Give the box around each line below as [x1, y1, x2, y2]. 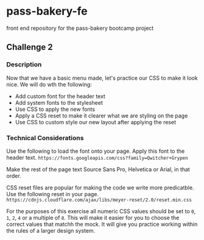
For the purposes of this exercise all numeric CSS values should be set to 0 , [6, 207, 196, 214]
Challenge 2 [6, 42, 53, 52]
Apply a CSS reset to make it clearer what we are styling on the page [15, 111, 188, 119]
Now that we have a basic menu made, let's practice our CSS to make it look [6, 74, 198, 82]
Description [6, 60, 42, 69]
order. [6, 172, 21, 179]
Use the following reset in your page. [6, 190, 99, 197]
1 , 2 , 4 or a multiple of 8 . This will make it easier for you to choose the [6, 214, 180, 221]
